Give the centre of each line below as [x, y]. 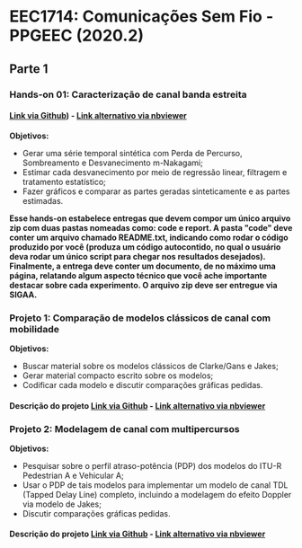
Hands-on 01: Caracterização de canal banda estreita [128, 94]
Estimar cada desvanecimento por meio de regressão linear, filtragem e [155, 172]
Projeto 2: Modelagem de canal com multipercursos [124, 429]
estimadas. [43, 200]
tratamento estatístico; [64, 181]
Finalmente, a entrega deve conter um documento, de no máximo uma [142, 266]
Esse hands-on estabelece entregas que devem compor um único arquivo [150, 218]
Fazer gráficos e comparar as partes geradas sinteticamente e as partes [156, 191]
